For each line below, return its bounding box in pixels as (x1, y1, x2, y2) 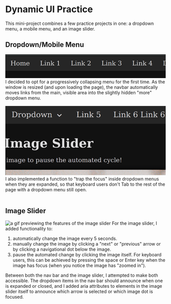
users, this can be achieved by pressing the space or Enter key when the (12, 257, 165, 263)
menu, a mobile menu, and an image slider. (5, 25, 96, 31)
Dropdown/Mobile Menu (5, 41, 84, 49)
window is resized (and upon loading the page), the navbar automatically (5, 84, 158, 90)
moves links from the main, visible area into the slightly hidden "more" (5, 90, 152, 96)
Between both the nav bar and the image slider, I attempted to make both (5, 272, 159, 278)
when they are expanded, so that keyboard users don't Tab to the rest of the (5, 181, 165, 187)
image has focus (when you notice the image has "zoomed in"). (12, 262, 147, 268)
